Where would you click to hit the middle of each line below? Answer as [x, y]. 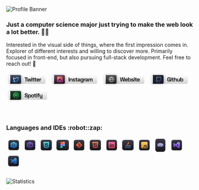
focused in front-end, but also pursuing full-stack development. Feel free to [99, 58]
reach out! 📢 [21, 64]
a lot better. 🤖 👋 [28, 31]
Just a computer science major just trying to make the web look [99, 24]
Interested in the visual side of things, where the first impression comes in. [97, 45]
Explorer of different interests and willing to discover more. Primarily [89, 51]
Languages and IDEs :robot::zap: [54, 128]
